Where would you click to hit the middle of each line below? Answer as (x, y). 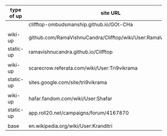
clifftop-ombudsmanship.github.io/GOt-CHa (81, 24)
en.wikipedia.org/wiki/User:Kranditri (71, 126)
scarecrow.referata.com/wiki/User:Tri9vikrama (83, 68)
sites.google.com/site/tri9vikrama (68, 82)
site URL (111, 13)
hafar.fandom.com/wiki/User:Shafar (70, 98)
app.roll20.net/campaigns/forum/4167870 (79, 113)
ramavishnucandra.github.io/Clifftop (71, 52)
